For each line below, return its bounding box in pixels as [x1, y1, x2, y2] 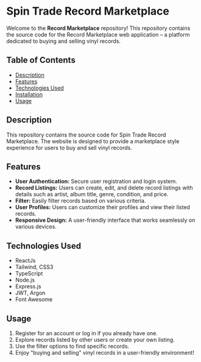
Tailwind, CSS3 [15, 263, 54, 271]
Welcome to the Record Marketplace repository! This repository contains [6, 24, 191, 32]
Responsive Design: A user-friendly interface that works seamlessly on [15, 216, 196, 224]
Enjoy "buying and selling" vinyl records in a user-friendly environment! [15, 349, 195, 356]
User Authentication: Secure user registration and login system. [15, 178, 178, 185]
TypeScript [15, 270, 43, 277]
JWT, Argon [15, 289, 46, 297]
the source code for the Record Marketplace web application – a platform [6, 30, 190, 38]
